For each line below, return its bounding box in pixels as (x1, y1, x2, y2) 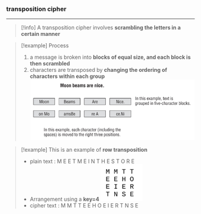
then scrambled (29, 60, 71, 67)
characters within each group (29, 73, 105, 80)
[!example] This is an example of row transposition (20, 146, 148, 153)
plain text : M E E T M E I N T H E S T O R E (29, 158, 135, 165)
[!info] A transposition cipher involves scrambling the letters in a (20, 24, 181, 31)
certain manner (20, 31, 60, 38)
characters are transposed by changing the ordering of (29, 67, 167, 74)
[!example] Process (20, 42, 69, 49)
